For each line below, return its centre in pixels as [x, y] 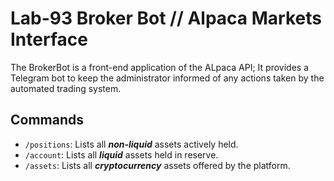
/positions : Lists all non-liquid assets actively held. [131, 144]
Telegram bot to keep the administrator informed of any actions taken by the [167, 78]
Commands [47, 120]
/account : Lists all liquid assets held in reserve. [121, 154]
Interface [49, 39]
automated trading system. [66, 88]
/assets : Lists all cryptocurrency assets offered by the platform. [157, 165]
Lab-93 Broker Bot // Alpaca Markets [166, 18]
